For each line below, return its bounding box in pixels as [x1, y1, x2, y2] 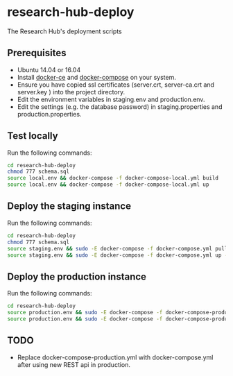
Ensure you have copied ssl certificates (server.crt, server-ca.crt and [17, 80, 215, 89]
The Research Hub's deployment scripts [7, 27, 123, 35]
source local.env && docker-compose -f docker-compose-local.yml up [7, 181, 209, 188]
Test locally [7, 130, 58, 142]
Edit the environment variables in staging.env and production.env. [17, 95, 205, 103]
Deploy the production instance [7, 271, 147, 282]
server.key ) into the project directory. [17, 87, 126, 96]
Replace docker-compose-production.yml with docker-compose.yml [17, 353, 214, 361]
